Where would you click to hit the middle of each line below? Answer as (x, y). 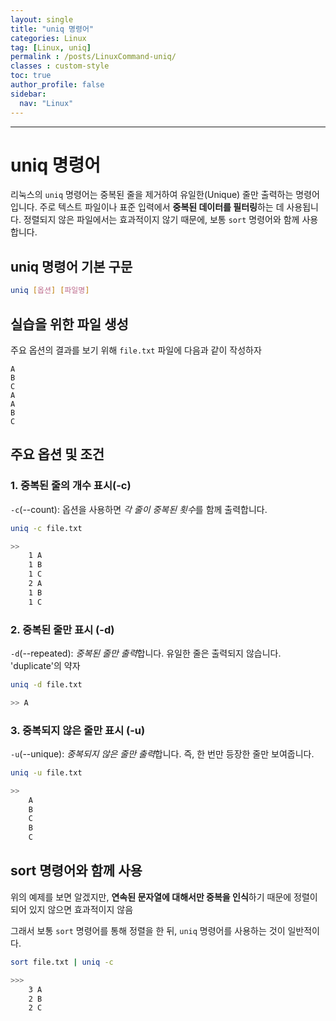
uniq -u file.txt (46, 772)
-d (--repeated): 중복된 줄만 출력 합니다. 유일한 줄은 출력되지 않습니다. (146, 653)
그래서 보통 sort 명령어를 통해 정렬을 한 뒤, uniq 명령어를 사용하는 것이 (148, 930)
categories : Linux (48, 38)
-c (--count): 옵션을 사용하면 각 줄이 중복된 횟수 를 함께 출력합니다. (139, 509)
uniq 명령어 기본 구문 (71, 266)
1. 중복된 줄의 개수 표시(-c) (71, 486)
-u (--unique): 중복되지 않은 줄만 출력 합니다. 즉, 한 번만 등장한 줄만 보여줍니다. (162, 753)
